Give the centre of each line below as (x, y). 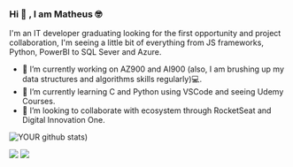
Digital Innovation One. (63, 120)
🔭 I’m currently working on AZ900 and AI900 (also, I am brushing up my (153, 69)
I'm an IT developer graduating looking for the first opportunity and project (145, 34)
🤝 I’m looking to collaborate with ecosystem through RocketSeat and (146, 110)
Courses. (39, 102)
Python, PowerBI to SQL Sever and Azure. (85, 52)
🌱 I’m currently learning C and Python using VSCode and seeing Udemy (153, 92)
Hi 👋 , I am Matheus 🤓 (56, 14)
